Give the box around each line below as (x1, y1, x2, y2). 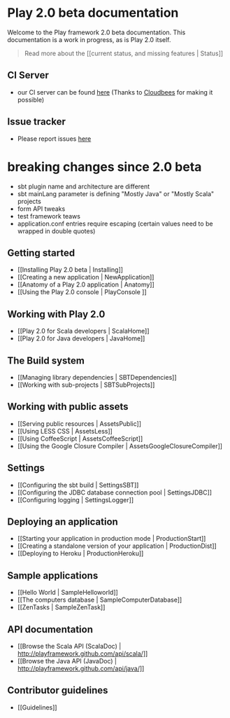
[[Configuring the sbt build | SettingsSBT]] (17, 481, 139, 489)
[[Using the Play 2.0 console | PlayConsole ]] (17, 288, 147, 296)
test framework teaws (17, 212, 80, 220)
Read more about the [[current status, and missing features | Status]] (24, 49, 224, 57)
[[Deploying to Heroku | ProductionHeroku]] (17, 549, 144, 558)
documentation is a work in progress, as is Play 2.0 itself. (7, 35, 171, 43)
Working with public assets (7, 401, 129, 413)
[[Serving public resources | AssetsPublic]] (17, 419, 142, 428)
